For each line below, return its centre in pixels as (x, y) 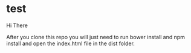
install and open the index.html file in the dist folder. (70, 43)
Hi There (17, 25)
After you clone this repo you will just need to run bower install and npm (96, 37)
